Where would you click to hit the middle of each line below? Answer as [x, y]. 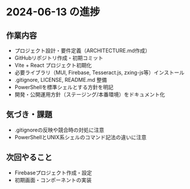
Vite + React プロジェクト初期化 [53, 65]
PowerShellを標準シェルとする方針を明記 [64, 87]
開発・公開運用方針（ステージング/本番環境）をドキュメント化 [90, 94]
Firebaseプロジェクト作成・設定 [53, 173]
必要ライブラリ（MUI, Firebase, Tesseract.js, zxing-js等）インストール [99, 73]
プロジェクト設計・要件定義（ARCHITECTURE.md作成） [82, 51]
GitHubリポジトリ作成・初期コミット [59, 58]
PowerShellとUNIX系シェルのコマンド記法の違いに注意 [80, 137]
